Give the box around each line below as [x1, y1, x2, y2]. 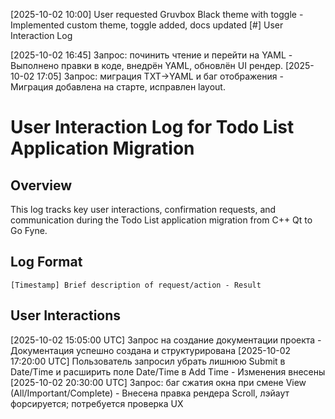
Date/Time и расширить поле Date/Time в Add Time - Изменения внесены [10, 365, 326, 378]
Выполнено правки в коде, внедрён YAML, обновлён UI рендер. [10, 60, 283, 71]
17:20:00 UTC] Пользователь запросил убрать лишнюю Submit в [10, 355, 286, 367]
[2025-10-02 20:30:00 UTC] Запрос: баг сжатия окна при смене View [10, 376, 307, 388]
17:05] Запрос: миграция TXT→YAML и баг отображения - [36, 70, 284, 82]
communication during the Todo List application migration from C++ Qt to [10, 214, 313, 226]
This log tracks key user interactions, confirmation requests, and [10, 204, 277, 215]
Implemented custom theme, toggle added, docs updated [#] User [10, 19, 284, 31]
